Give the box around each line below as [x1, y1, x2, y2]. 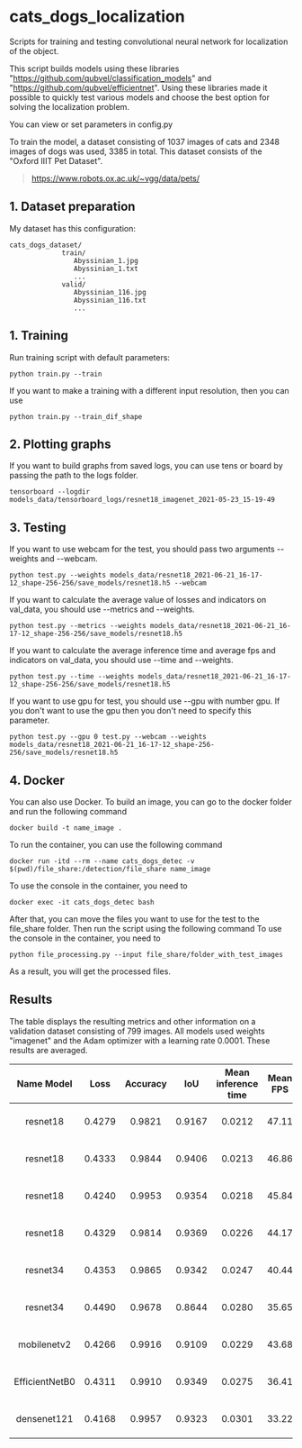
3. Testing [9, 520, 67, 535]
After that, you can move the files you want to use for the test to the [9, 914, 260, 924]
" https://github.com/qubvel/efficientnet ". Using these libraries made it [9, 82, 268, 93]
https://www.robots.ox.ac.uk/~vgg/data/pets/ [31, 173, 200, 184]
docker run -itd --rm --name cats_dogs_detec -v [9, 857, 195, 866]
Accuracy [124, 1077, 168, 1089]
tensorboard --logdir [9, 487, 91, 496]
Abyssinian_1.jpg [73, 256, 139, 265]
